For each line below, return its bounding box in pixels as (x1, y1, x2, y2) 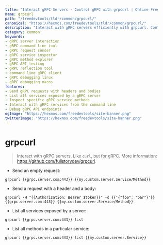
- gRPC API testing (5, 61, 45, 66)
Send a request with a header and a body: (12, 186, 96, 191)
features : (5, 84, 25, 89)
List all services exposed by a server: (12, 207, 86, 213)
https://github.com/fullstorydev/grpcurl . (16, 158, 97, 164)
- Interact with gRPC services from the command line (5, 102, 116, 107)
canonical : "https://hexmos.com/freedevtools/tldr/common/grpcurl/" (5, 20, 147, 26)
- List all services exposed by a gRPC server (5, 93, 101, 98)
